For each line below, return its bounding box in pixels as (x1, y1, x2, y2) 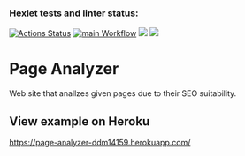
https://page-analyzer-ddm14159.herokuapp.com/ (9, 137, 191, 148)
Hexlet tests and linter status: (9, 7, 139, 19)
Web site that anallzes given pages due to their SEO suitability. (9, 88, 237, 99)
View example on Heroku (9, 114, 150, 129)
